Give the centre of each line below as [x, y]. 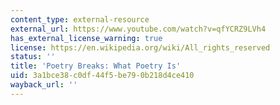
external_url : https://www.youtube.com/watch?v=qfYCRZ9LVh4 [138, 29]
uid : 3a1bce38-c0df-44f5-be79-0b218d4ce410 [102, 76]
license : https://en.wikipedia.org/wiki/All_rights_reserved [140, 47]
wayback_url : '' [44, 85]
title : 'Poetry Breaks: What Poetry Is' [96, 66]
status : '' [33, 57]
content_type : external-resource [80, 19]
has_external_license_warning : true [86, 38]
